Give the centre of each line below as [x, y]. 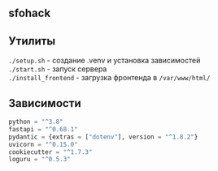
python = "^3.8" [36, 122]
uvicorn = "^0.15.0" [44, 144]
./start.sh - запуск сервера [58, 69]
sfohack [30, 13]
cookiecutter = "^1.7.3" [50, 152]
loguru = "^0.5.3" [39, 160]
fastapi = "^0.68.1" [44, 129]
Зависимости [45, 103]
